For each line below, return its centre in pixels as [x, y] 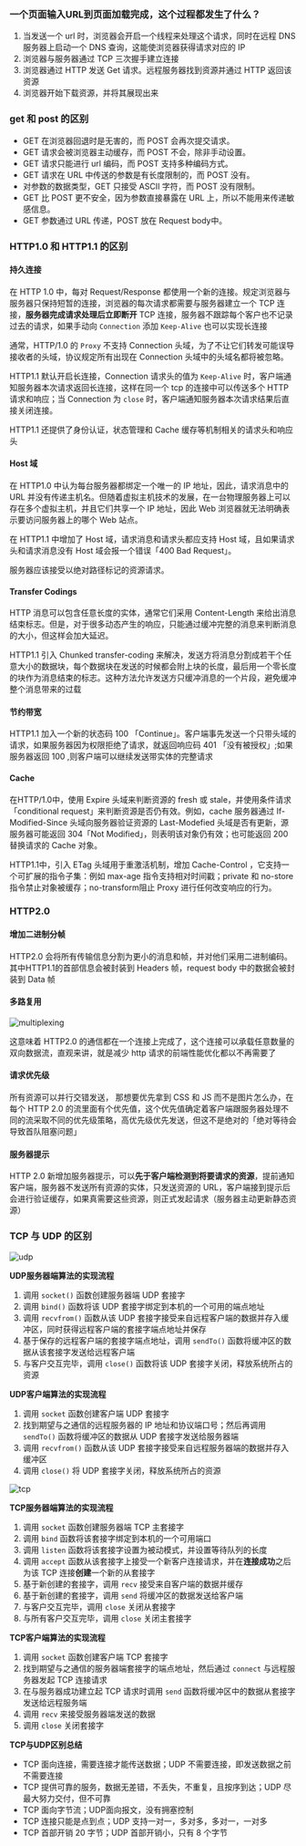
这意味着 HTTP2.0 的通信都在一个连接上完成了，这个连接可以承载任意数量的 [152, 1041]
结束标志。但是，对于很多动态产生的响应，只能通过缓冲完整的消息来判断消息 [153, 624]
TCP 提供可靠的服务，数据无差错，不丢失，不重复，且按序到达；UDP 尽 [157, 1787]
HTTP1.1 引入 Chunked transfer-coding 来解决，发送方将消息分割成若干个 [147, 655]
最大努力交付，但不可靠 [66, 1798]
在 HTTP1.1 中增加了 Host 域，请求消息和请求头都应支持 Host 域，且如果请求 [152, 539]
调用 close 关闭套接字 [63, 1725]
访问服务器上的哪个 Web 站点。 [84, 519]
